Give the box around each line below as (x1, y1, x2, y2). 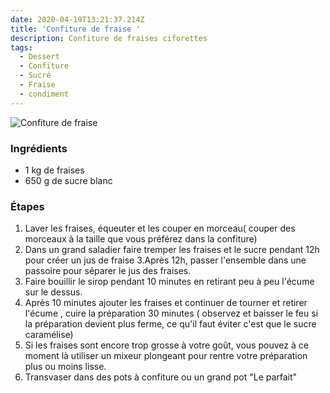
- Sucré (19, 71, 52, 81)
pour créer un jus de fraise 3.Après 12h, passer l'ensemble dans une (24, 254, 307, 266)
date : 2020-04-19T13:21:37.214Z (10, 14, 145, 25)
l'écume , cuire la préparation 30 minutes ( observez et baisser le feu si (24, 307, 319, 320)
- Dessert (19, 52, 60, 62)
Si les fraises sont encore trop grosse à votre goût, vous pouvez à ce (24, 339, 309, 351)
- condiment (19, 89, 70, 99)
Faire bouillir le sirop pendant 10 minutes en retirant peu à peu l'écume (24, 276, 315, 288)
